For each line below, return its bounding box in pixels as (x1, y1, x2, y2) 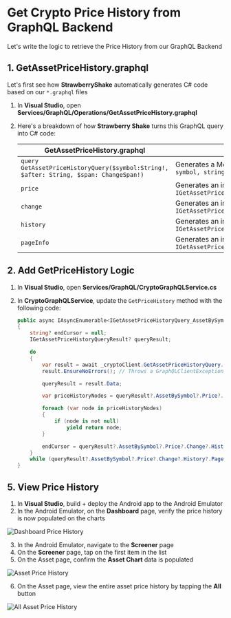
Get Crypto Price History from (7, 5, 181, 21)
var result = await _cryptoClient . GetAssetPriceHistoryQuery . (42, 361, 224, 368)
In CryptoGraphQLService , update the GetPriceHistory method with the (16, 296, 223, 304)
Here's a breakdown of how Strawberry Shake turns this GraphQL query (16, 122, 223, 130)
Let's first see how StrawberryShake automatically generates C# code (7, 81, 208, 89)
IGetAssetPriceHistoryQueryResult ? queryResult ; (30, 336, 172, 343)
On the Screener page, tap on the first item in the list (16, 548, 167, 556)
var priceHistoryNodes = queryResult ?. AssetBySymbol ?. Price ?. (42, 392, 224, 400)
